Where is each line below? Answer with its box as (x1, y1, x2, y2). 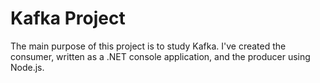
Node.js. (10, 61, 45, 73)
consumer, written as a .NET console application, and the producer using (10, 50, 311, 62)
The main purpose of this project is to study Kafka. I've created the (10, 40, 287, 52)
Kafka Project (10, 7, 126, 30)
